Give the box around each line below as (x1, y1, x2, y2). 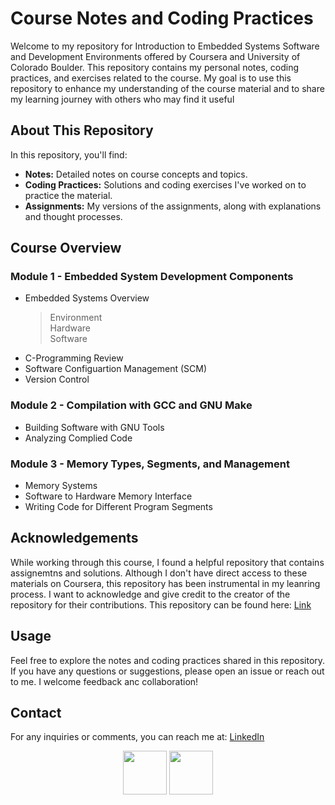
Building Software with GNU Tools (24, 421, 165, 433)
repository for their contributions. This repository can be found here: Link (10, 598, 312, 611)
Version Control (24, 373, 90, 386)
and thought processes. (24, 210, 123, 222)
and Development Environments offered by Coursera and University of (10, 50, 301, 62)
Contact (10, 705, 62, 722)
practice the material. (24, 189, 113, 201)
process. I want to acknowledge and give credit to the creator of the (10, 588, 291, 600)
